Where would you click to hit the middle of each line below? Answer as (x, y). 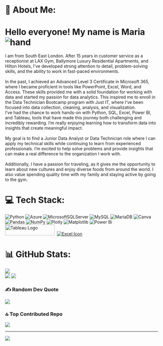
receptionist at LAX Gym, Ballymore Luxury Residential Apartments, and (77, 61)
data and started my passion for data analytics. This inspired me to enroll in (80, 97)
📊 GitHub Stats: (38, 255)
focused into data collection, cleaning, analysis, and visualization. (70, 107)
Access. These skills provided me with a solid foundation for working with (79, 92)
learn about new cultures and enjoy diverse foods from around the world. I (79, 169)
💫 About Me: (31, 10)
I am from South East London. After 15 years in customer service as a (74, 56)
